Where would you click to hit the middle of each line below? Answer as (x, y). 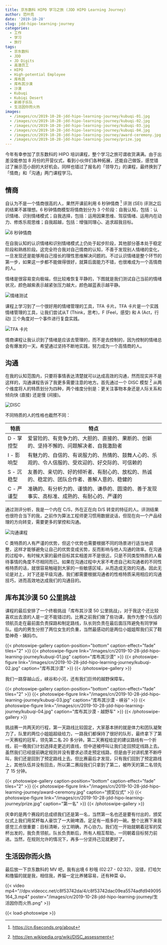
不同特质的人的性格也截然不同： (38, 415)
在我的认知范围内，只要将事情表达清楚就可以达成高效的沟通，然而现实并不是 (83, 376)
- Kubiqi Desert (26, 98)
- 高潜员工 (19, 65)
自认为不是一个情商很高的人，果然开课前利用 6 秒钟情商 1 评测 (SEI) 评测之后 (83, 203)
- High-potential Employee (38, 75)
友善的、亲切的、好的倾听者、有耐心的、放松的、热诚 (90, 472)
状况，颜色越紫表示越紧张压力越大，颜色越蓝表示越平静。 (64, 285)
